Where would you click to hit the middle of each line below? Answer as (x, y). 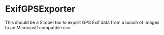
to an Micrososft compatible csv (38, 27)
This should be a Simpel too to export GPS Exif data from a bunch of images (82, 22)
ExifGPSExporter (40, 9)
